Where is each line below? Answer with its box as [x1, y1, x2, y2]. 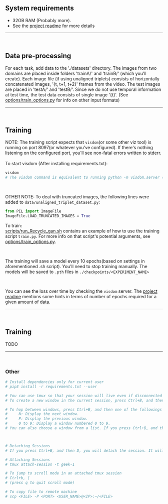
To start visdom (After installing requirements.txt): [5, 161, 108, 167]
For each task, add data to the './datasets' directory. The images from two [5, 65, 157, 71]
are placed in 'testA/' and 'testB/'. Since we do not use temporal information [5, 86, 161, 92]
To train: [5, 222, 22, 228]
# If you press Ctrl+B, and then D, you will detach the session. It [5, 448, 153, 453]
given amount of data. [5, 299, 51, 305]
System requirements [5, 4, 74, 13]
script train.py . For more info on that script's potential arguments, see [5, 233, 151, 239]
